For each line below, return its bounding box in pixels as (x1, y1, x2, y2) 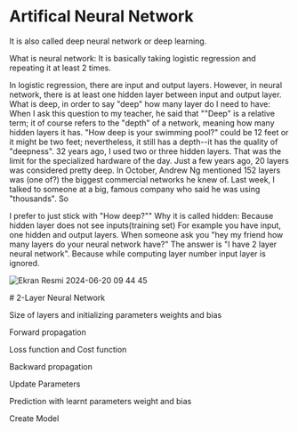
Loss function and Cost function (9, 344, 127, 354)
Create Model (9, 412, 60, 424)
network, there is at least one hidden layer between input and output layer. (9, 89, 282, 100)
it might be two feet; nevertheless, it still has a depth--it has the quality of (9, 136, 278, 147)
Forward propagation (9, 327, 87, 337)
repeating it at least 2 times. (9, 62, 111, 73)
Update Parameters (9, 378, 81, 389)
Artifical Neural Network (9, 6, 194, 27)
